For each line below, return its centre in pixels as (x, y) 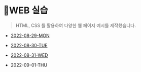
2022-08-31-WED (29, 55)
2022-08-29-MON (30, 35)
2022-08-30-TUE (29, 45)
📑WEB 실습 (26, 10)
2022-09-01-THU (29, 65)
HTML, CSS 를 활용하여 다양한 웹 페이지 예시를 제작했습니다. (76, 25)
